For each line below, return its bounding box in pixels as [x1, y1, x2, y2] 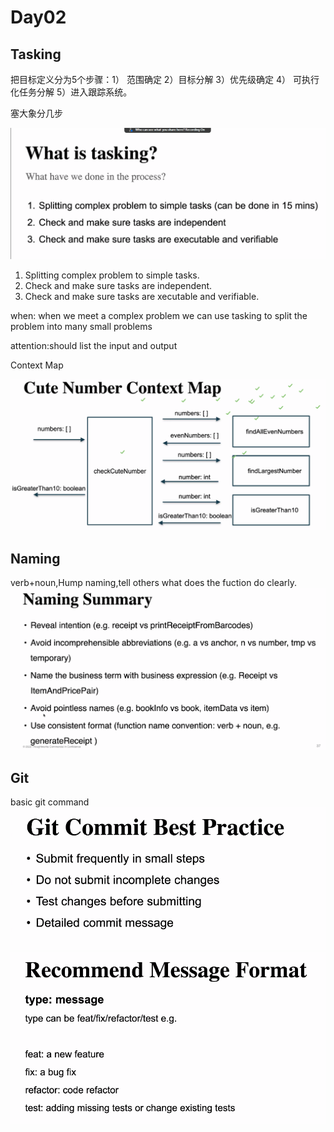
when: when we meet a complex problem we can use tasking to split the [10, 309, 308, 321]
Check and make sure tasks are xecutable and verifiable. [24, 290, 260, 302]
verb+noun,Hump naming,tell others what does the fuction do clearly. [10, 577, 298, 589]
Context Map [10, 359, 64, 371]
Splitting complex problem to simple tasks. [24, 269, 200, 281]
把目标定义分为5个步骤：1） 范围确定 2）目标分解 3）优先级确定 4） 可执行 [10, 74, 320, 85]
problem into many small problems [10, 320, 153, 332]
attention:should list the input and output [10, 339, 178, 351]
